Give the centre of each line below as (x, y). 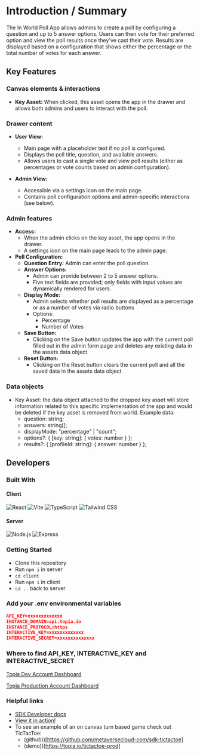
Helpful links (25, 701)
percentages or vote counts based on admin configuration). (97, 167)
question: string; (44, 419)
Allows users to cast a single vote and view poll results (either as (103, 161)
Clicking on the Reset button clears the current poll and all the (109, 365)
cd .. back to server (40, 588)
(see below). (39, 203)
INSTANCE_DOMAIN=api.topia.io (44, 622)
